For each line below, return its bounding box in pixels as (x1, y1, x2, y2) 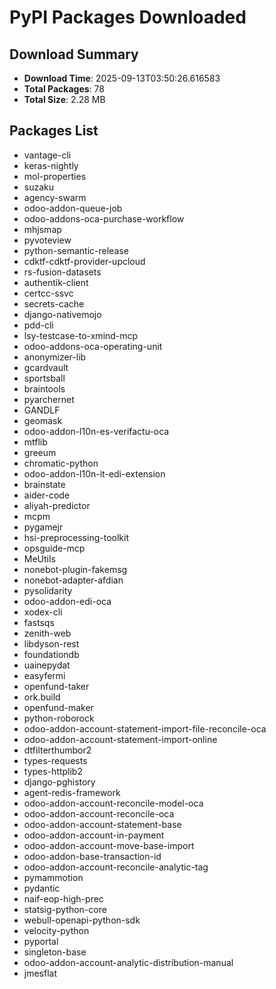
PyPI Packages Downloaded (9, 6, 247, 29)
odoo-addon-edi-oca (23, 595, 112, 607)
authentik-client (23, 276, 89, 288)
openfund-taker (23, 680, 90, 692)
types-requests (23, 754, 88, 766)
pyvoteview (23, 234, 72, 246)
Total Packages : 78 (23, 83, 105, 95)
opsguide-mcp (23, 542, 86, 554)
